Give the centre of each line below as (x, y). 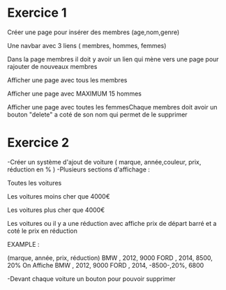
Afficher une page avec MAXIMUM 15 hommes (74, 93)
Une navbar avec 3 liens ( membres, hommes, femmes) (87, 45)
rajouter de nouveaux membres (52, 66)
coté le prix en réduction (43, 231)
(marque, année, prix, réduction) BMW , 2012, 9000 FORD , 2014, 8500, (110, 258)
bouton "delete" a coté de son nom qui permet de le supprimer (97, 114)
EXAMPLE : (23, 244)
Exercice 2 (38, 143)
